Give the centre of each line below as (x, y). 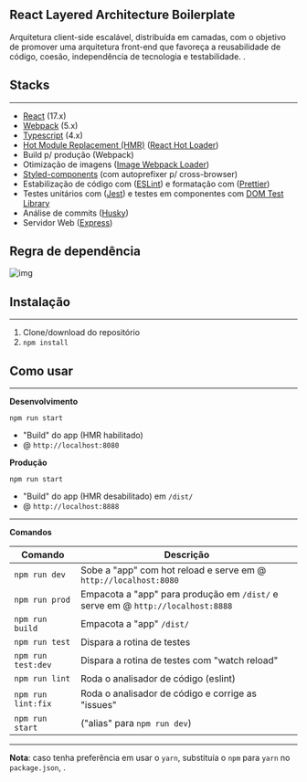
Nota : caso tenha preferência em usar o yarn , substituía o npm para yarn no (150, 758)
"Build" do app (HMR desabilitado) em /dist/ (108, 496)
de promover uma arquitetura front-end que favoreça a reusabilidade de (145, 47)
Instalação (40, 302)
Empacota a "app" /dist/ (135, 624)
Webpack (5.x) (50, 125)
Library (36, 203)
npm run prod (42, 600)
